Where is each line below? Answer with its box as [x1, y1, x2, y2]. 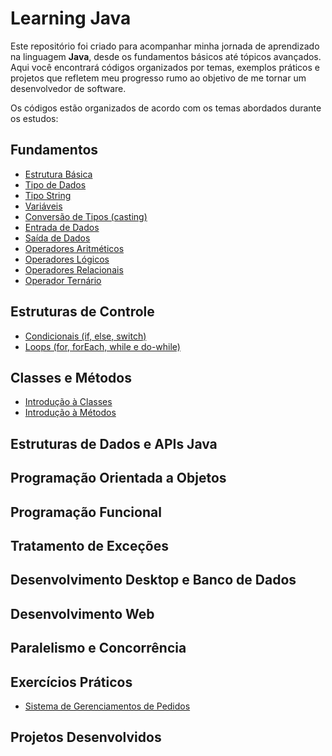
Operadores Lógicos [24, 253, 110, 265]
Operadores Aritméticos [24, 242, 125, 254]
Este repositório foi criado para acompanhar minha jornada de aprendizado [10, 40, 320, 52]
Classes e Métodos [10, 369, 132, 386]
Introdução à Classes [24, 396, 113, 408]
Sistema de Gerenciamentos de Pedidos [24, 700, 191, 712]
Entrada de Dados [24, 221, 100, 233]
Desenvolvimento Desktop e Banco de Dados [10, 572, 297, 589]
